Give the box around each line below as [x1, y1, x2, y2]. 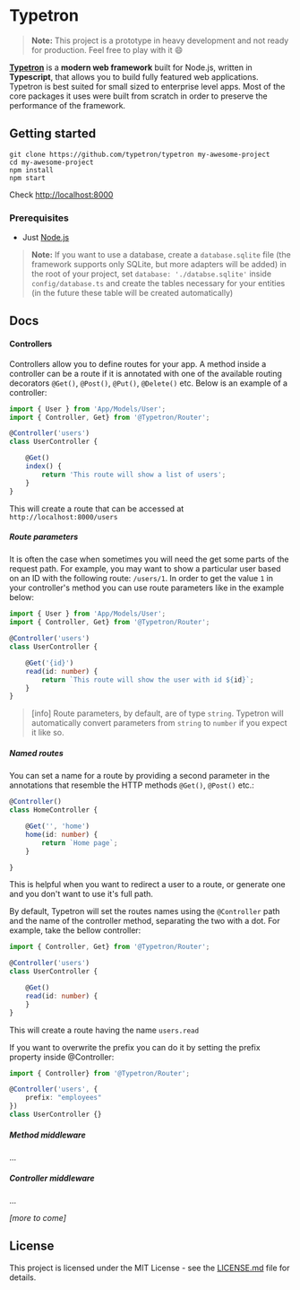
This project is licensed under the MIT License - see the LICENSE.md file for [9, 1262, 290, 1273]
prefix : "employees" [25, 1094, 102, 1103]
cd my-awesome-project [9, 158, 94, 167]
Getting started [9, 126, 97, 142]
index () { [25, 462, 63, 471]
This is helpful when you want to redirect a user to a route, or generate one [9, 879, 287, 890]
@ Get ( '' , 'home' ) [25, 822, 90, 831]
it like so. [30, 728, 64, 738]
